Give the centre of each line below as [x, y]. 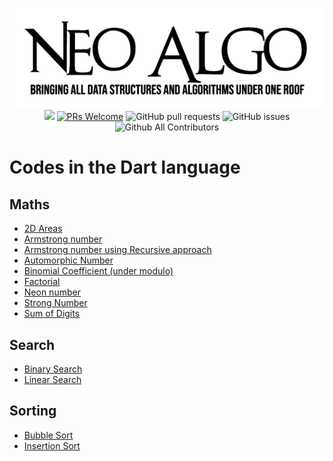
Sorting [33, 411]
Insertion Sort [52, 445]
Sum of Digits [52, 314]
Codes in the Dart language [125, 167]
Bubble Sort [48, 435]
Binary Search [53, 369]
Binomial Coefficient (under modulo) [98, 271]
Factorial [42, 282]
